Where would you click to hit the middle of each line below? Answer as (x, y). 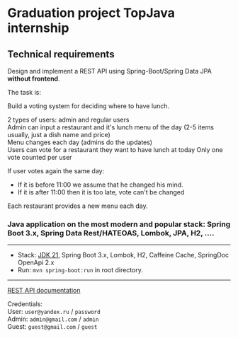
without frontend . (34, 78)
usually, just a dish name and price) (59, 135)
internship (38, 28)
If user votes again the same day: (56, 171)
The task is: (24, 92)
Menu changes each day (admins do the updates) (80, 142)
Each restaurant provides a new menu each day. (78, 206)
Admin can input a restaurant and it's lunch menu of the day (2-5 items (111, 127)
